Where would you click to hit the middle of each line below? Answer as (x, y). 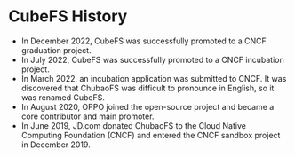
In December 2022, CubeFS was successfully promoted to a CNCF (144, 41)
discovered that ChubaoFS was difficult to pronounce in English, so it (147, 88)
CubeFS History (68, 16)
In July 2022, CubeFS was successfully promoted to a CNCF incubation (153, 59)
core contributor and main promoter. (88, 116)
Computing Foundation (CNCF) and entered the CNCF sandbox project (151, 135)
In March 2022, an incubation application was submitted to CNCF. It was (154, 78)
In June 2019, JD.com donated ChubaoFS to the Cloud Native (133, 125)
